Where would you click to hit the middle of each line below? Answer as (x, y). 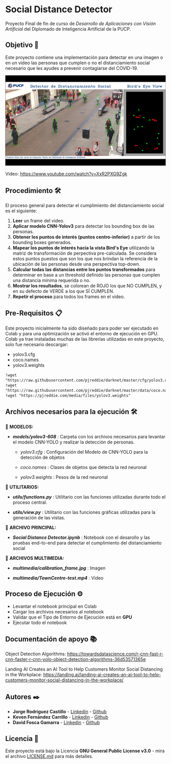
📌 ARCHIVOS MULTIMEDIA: (35, 558)
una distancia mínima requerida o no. (51, 280)
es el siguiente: (21, 211)
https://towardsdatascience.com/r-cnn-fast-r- (115, 654)
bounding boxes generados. (42, 242)
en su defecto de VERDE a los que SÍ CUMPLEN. (63, 291)
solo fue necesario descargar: (37, 344)
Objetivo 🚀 (22, 45)
